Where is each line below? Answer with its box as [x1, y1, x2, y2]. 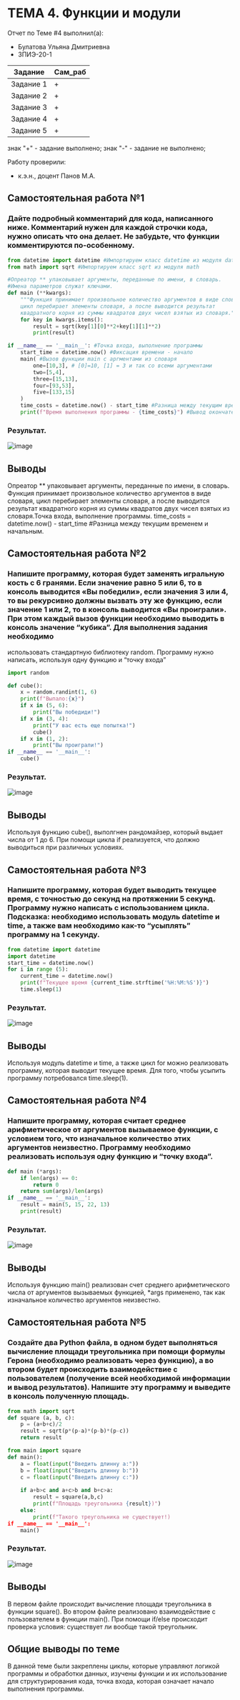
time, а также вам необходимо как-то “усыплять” [7, 921, 191, 931]
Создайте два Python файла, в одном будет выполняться [7, 1338, 218, 1348]
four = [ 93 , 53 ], [33, 382, 75, 389]
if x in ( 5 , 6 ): [20, 702, 69, 709]
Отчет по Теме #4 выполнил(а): [7, 29, 104, 37]
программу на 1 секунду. [7, 930, 100, 940]
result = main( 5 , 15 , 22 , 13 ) [20, 1201, 111, 1209]
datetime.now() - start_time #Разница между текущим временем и [7, 519, 209, 528]
